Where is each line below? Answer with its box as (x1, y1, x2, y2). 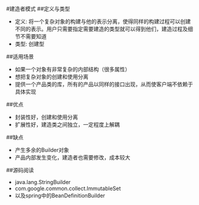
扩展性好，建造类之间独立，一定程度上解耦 (14, 121, 120, 128)
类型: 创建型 (14, 41, 45, 47)
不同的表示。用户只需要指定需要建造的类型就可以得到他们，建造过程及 (14, 26, 188, 32)
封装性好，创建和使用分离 (14, 114, 78, 121)
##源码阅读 (6, 167, 34, 173)
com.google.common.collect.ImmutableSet (14, 185, 121, 192)
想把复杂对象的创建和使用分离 (14, 74, 88, 80)
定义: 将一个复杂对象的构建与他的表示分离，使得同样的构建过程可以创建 (14, 18, 191, 25)
